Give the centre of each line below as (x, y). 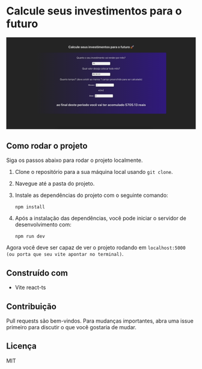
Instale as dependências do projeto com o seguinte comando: (91, 195)
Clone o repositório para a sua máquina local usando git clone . (94, 172)
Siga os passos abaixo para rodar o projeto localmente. (75, 160)
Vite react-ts (30, 288)
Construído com (37, 273)
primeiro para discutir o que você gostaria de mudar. (71, 327)
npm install (30, 207)
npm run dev (30, 237)
